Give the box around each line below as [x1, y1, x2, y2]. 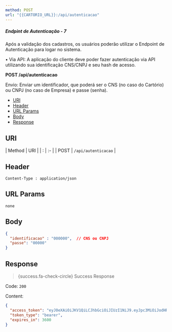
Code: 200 [5, 283, 27, 289]
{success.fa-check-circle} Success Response [17, 273, 115, 280]
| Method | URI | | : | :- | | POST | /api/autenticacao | [5, 147, 116, 154]
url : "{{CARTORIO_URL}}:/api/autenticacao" [5, 12, 100, 17]
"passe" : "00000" [10, 241, 47, 246]
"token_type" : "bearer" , [10, 313, 63, 318]
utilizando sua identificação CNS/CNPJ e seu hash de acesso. [5, 62, 136, 68]
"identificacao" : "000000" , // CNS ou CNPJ [10, 236, 109, 241]
